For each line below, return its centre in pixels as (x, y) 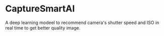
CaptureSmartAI (40, 9)
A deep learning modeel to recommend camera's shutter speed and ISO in (82, 22)
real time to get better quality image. (43, 27)
